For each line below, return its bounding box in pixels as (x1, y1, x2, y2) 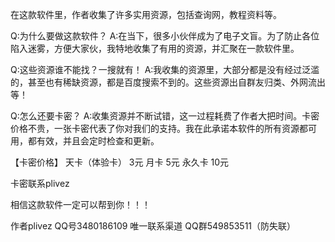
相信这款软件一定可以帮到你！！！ (10, 199, 151, 210)
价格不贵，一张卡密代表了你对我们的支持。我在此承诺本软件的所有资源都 (10, 123, 308, 134)
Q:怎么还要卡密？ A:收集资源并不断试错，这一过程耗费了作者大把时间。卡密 (10, 110, 320, 122)
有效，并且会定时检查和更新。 (36, 135, 160, 147)
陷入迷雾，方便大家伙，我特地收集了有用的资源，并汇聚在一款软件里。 (10, 43, 300, 54)
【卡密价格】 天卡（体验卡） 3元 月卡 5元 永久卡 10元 (10, 156, 230, 168)
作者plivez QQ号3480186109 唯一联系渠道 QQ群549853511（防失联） (10, 220, 297, 232)
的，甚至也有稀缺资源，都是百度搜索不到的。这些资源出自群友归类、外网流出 (10, 76, 326, 88)
